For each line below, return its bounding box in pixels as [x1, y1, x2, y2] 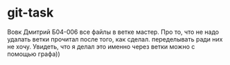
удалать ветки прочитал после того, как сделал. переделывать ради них [7, 35, 223, 43]
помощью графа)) [7, 50, 60, 58]
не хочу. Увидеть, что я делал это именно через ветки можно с [7, 42, 195, 50]
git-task [7, 5, 54, 21]
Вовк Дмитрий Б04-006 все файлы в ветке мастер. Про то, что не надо [7, 28, 220, 36]
